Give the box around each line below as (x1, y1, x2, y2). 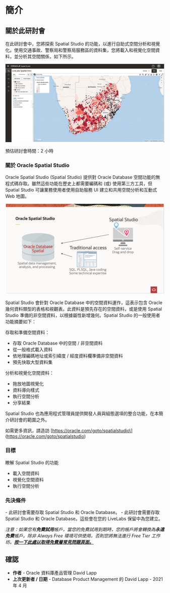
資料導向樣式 (12, 387, 39, 393)
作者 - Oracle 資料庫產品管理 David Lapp (12, 570, 97, 576)
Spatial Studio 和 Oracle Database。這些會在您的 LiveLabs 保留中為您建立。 (5, 515, 163, 522)
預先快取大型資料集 (12, 359, 53, 365)
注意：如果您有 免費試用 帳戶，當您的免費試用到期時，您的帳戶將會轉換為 (5, 526, 155, 532)
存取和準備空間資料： (5, 329, 49, 336)
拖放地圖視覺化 (12, 381, 44, 387)
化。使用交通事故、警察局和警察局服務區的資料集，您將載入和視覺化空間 (5, 47, 155, 53)
